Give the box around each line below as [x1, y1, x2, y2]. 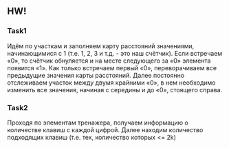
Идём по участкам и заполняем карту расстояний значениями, [7, 41, 195, 50]
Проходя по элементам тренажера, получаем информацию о [7, 118, 189, 127]
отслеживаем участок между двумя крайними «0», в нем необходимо [7, 78, 216, 87]
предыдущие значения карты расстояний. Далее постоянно [7, 71, 184, 79]
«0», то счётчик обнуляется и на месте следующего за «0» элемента [7, 56, 211, 65]
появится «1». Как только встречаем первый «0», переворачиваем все [7, 63, 217, 72]
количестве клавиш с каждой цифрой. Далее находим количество [7, 125, 204, 134]
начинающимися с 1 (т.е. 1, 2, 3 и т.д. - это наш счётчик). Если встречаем [7, 49, 223, 57]
